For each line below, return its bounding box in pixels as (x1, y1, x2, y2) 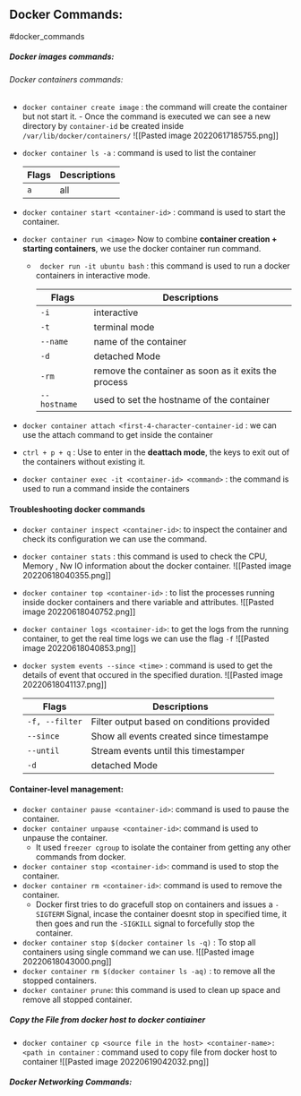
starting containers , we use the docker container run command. (21, 244, 262, 254)
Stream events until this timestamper (90, 744, 245, 757)
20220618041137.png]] (21, 679, 107, 689)
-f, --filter (26, 716, 83, 726)
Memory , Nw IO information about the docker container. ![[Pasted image (21, 560, 292, 571)
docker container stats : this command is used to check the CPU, (21, 551, 268, 561)
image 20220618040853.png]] (21, 642, 136, 653)
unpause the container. (21, 832, 108, 843)
